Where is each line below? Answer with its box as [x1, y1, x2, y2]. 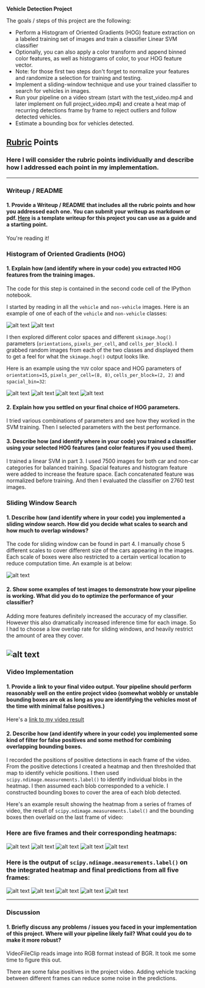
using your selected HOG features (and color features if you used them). [6, 444, 193, 451]
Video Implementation [6, 667, 74, 676]
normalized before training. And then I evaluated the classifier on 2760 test [6, 477, 195, 484]
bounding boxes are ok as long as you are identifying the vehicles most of [6, 696, 197, 703]
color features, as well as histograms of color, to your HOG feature [15, 55, 182, 62]
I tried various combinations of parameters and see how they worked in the [6, 417, 195, 424]
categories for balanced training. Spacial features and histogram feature [6, 464, 188, 471]
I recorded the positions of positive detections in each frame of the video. [6, 757, 192, 764]
